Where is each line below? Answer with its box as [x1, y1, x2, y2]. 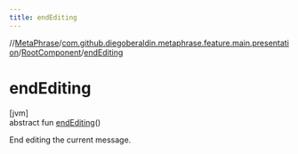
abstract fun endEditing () [9, 117, 101, 127]
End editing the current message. [9, 134, 132, 145]
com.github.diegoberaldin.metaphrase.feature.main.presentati [61, 37, 289, 48]
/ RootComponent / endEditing [18, 46, 124, 58]
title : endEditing [9, 12, 77, 22]
